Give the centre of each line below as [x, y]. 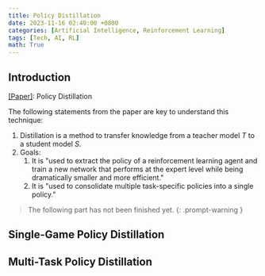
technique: [26, 120]
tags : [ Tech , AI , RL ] [44, 38]
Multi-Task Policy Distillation [81, 261]
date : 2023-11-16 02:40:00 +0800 [63, 23]
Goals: [30, 152]
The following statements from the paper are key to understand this [119, 111]
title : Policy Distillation [55, 15]
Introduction [40, 77]
